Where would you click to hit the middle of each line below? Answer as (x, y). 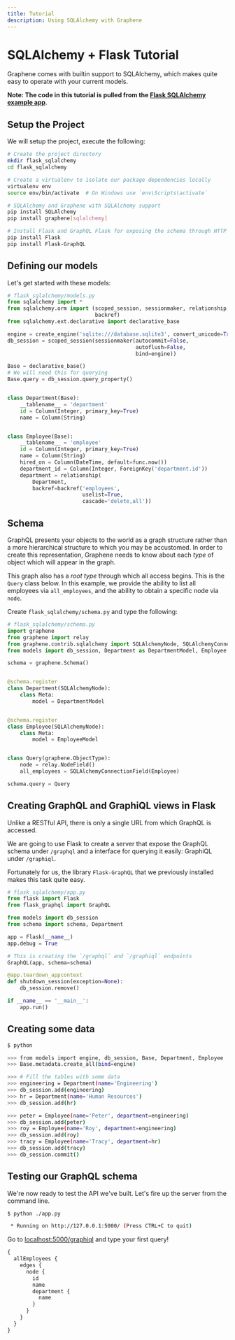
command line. (29, 1201)
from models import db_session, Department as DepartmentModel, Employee (117, 650)
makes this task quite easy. (46, 879)
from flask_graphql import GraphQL (59, 905)
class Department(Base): (43, 398)
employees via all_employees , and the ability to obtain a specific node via (113, 591)
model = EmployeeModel (65, 740)
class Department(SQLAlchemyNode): (59, 689)
